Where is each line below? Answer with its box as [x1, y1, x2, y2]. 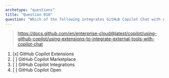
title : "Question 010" [5, 12, 53, 17]
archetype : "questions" [5, 7, 55, 13]
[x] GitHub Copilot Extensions [12, 51, 74, 57]
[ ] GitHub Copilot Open [12, 67, 62, 73]
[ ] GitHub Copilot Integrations [12, 61, 75, 68]
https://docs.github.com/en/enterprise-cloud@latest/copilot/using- [17, 31, 157, 37]
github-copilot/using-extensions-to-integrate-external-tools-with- [17, 36, 155, 42]
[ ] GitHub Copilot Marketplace [12, 56, 76, 62]
